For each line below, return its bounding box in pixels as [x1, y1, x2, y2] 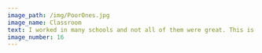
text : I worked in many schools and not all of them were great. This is [7, 26, 255, 34]
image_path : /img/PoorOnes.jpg [7, 11, 110, 19]
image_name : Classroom [7, 19, 82, 26]
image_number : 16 [7, 33, 65, 41]
